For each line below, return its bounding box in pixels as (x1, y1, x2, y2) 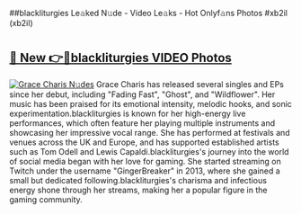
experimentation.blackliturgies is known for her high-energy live (9, 108, 246, 119)
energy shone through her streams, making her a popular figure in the (9, 184, 268, 195)
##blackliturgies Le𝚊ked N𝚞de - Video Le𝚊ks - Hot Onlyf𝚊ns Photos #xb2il (9, 8, 288, 18)
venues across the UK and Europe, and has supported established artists (9, 137, 280, 147)
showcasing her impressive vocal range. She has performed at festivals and (9, 127, 290, 138)
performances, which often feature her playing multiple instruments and (9, 117, 276, 129)
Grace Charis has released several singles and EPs (95, 78, 285, 89)
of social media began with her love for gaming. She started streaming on (9, 156, 281, 166)
